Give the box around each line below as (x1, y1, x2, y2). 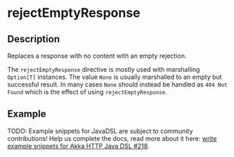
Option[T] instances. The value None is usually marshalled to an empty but (7, 73, 222, 81)
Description (7, 33, 60, 45)
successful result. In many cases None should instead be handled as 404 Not (7, 80, 228, 89)
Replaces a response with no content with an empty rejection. (7, 51, 187, 60)
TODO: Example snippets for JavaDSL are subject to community (7, 127, 193, 135)
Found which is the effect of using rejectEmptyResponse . (7, 88, 168, 96)
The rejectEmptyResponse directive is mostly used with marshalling (7, 65, 200, 73)
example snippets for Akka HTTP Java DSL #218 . (7, 142, 150, 150)
